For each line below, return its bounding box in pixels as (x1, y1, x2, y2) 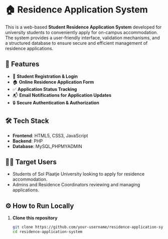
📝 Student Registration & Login (12, 73, 78, 79)
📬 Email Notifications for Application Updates (12, 92, 112, 98)
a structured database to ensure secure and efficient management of (5, 40, 148, 46)
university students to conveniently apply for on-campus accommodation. (5, 29, 158, 35)
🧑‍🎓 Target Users (5, 158, 57, 166)
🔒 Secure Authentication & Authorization (12, 99, 99, 105)
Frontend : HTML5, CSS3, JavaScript (12, 133, 88, 139)
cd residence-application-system (12, 229, 83, 234)
